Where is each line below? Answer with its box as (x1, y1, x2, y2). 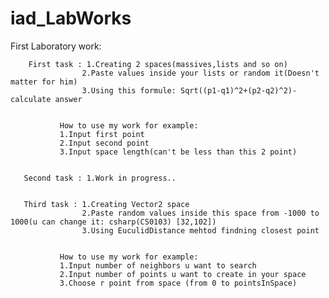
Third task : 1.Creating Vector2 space (23, 199, 190, 209)
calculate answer (10, 94, 83, 104)
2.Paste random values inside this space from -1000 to (81, 208, 320, 218)
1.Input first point (59, 129, 145, 139)
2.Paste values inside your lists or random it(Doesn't (81, 68, 320, 78)
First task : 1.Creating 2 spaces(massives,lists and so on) (28, 59, 288, 69)
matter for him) (10, 77, 78, 87)
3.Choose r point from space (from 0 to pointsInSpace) (59, 278, 298, 288)
